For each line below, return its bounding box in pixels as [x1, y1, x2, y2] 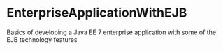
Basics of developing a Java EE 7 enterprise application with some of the [6, 28, 217, 36]
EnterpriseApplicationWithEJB [6, 5, 187, 21]
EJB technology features [6, 35, 78, 43]
